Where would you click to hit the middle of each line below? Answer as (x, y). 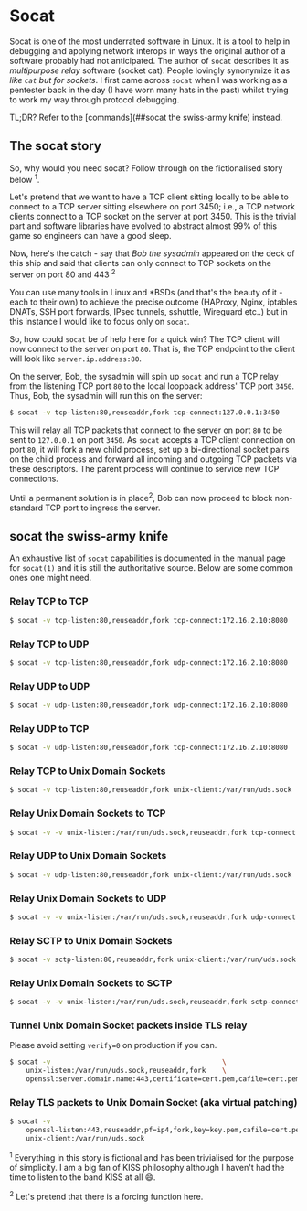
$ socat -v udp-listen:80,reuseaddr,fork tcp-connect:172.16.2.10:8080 (148, 748)
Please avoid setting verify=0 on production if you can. (113, 1045)
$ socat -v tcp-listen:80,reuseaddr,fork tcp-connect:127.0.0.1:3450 (145, 413)
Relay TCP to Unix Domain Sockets (88, 771)
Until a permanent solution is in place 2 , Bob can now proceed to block (141, 497)
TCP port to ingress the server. (103, 508)
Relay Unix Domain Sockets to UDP (88, 898)
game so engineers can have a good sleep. (90, 236)
